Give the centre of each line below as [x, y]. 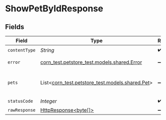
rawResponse [22, 110]
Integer [49, 101]
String [47, 50]
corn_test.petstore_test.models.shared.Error [91, 62]
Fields [15, 27]
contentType [22, 50]
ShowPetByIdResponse [54, 9]
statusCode [20, 101]
